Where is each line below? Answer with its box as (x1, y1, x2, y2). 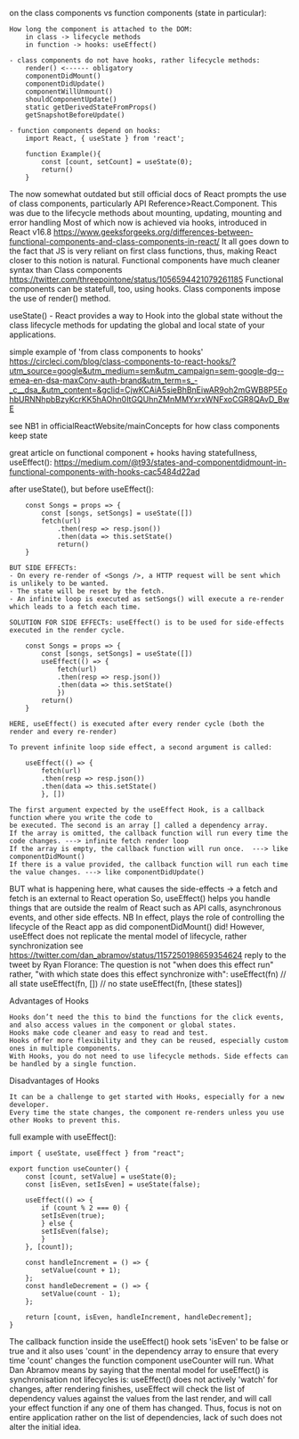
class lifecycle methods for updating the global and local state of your (9, 320, 265, 330)
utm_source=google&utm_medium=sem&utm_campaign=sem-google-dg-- (9, 366, 285, 376)
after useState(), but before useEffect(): (9, 484, 154, 494)
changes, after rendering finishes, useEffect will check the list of (9, 1384, 246, 1394)
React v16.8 (9, 227, 52, 237)
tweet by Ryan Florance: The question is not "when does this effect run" (9, 959, 274, 970)
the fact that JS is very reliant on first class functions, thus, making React (9, 245, 278, 256)
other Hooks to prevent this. (9, 1116, 122, 1125)
